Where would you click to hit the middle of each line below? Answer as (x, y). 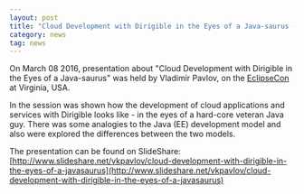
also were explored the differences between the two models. (123, 134)
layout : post (34, 18)
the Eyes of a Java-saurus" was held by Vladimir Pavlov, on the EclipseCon (149, 79)
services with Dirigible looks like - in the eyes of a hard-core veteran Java (147, 115)
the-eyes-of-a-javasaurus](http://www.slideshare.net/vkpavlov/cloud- (140, 171)
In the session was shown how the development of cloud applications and (147, 106)
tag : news (28, 43)
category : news (38, 34)
